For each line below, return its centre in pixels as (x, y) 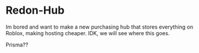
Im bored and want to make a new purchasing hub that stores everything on (99, 27)
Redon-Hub (35, 10)
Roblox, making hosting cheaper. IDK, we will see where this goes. (88, 33)
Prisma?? (17, 45)
